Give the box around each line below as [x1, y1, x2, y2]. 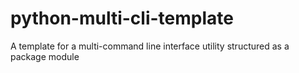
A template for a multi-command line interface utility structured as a [10, 40, 290, 52]
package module [10, 50, 80, 62]
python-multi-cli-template [10, 7, 234, 30]
